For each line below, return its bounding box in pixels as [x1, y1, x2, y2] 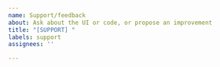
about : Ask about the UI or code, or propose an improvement [8, 19, 213, 26]
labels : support [8, 33, 61, 41]
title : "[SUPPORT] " [8, 26, 76, 33]
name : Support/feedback [8, 11, 86, 19]
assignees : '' [8, 41, 55, 48]
